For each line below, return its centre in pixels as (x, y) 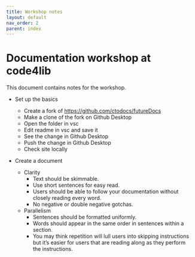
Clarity (32, 172)
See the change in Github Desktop (66, 136)
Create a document (39, 161)
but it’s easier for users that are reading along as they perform (109, 243)
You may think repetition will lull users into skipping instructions (111, 236)
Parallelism (37, 211)
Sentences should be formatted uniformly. (85, 217)
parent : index (24, 29)
